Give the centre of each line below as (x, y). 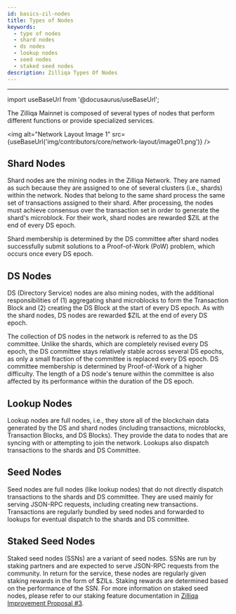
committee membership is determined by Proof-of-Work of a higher (105, 366)
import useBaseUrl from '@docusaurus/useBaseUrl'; (83, 99)
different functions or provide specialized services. (81, 120)
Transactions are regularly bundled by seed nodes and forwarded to (106, 511)
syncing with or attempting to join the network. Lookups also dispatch (108, 442)
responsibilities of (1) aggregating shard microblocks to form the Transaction (118, 300)
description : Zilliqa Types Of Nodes (63, 72)
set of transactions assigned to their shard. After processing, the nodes (110, 203)
